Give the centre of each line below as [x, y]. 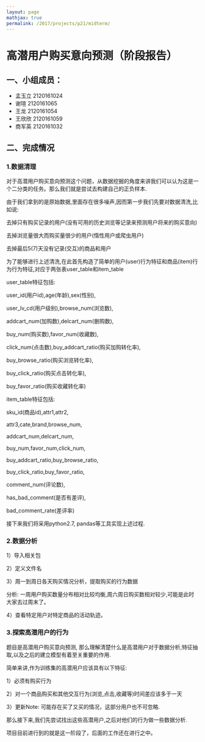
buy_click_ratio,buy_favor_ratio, [46, 472]
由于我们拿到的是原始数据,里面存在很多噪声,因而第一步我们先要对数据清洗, [100, 202]
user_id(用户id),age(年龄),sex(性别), [51, 295]
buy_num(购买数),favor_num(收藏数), [52, 334]
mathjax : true [24, 18]
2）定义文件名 [24, 568]
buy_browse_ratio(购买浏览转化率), [50, 360]
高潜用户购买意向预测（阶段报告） [92, 55]
